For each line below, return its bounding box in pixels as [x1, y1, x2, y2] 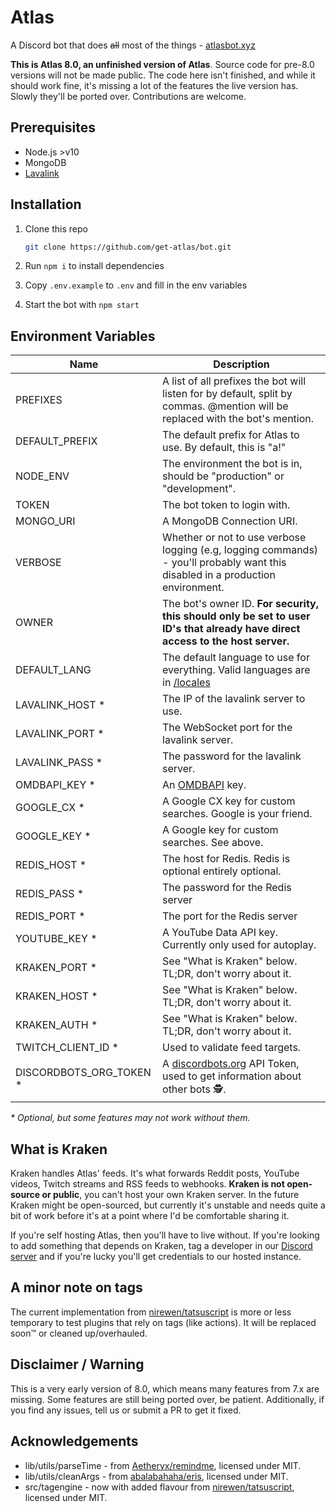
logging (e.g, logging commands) [162, 543, 319, 557]
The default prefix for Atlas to [162, 428, 300, 442]
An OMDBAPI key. [162, 778, 247, 792]
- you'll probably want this [162, 556, 287, 570]
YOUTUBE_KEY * [15, 932, 98, 946]
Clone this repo [24, 222, 88, 235]
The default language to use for [162, 651, 310, 665]
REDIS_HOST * [15, 858, 87, 872]
